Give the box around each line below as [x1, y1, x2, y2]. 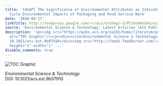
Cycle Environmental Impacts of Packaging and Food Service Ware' [9, 12, 147, 17]
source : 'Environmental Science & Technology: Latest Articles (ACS [5, 25, 147, 30]
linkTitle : [5, 20, 27, 26]
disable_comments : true [5, 48, 53, 52]
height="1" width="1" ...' [9, 43, 64, 48]
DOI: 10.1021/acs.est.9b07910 [5, 76, 64, 82]
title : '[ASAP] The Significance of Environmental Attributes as [5, 7, 140, 12]
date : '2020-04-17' [5, 16, 45, 21]
